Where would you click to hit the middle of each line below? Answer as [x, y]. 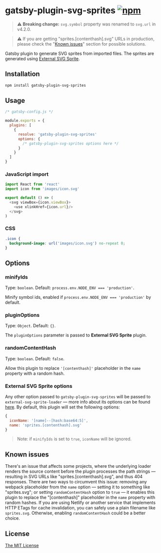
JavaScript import [27, 174]
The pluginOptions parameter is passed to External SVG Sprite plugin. [76, 335]
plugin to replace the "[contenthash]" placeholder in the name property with [80, 498]
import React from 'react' [32, 184]
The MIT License [22, 546]
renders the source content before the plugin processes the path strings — [80, 471]
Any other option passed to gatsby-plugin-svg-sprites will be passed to [78, 396]
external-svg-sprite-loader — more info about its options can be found [78, 402]
